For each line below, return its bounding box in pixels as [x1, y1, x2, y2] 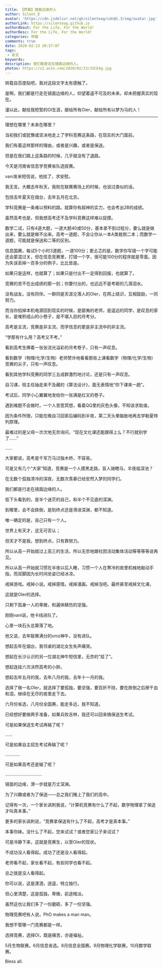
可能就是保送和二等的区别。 [17, 237, 73, 243]
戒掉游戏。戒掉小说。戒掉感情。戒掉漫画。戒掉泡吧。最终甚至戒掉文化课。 [5, 581, 154, 587]
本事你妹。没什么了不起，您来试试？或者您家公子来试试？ [5, 829, 120, 835]
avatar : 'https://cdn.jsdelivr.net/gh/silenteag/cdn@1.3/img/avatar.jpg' [5, 16, 158, 21]
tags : [5, 48, 16, 53]
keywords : [5, 57, 25, 62]
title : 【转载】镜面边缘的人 [5, 7, 57, 12]
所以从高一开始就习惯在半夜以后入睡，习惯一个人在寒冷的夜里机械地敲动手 [5, 565, 154, 570]
